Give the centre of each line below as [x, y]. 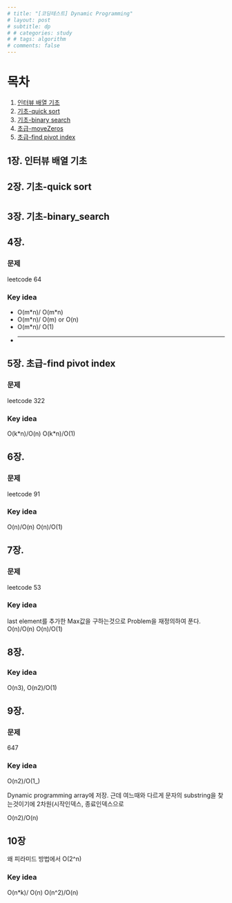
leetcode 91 [23, 494]
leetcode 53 [24, 587]
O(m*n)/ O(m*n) [40, 312]
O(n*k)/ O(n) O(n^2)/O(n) [43, 892]
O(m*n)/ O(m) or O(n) [48, 319]
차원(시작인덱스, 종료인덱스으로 [82, 803]
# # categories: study [40, 33]
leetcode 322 [26, 400]
